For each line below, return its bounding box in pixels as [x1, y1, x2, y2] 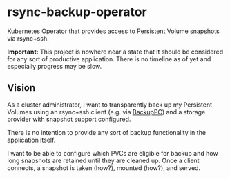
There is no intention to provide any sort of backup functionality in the [7, 128, 206, 136]
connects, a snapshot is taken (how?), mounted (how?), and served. [7, 163, 201, 172]
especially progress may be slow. [7, 62, 102, 70]
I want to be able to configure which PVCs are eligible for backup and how [7, 149, 219, 157]
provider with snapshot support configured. [7, 115, 131, 123]
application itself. [7, 136, 56, 144]
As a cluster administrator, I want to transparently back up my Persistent [7, 101, 213, 109]
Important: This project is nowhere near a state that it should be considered [7, 48, 224, 56]
